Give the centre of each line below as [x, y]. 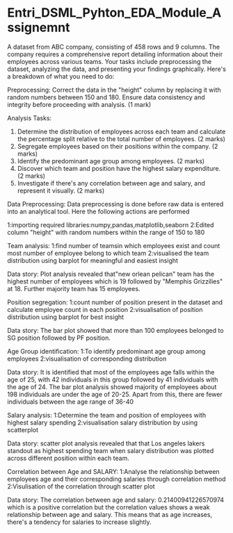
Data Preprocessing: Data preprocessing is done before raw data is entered [115, 204]
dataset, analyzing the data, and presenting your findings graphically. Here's [116, 69]
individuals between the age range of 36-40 [71, 402]
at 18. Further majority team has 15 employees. [74, 288]
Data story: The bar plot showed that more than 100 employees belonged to [115, 330]
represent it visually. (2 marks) [61, 190]
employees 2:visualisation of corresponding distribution [87, 359]
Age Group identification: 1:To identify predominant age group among [106, 351]
